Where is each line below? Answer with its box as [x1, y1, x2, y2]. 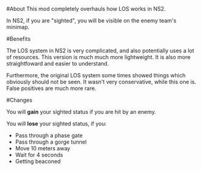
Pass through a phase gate [15, 132, 83, 139]
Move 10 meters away [15, 145, 71, 152]
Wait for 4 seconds [15, 152, 63, 158]
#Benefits [6, 35, 31, 42]
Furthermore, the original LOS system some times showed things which [6, 72, 186, 79]
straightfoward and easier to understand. [6, 60, 109, 67]
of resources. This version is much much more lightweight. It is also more [6, 54, 191, 60]
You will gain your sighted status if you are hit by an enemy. [6, 108, 157, 115]
